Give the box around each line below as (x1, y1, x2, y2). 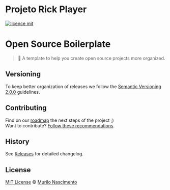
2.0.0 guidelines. (5, 89, 40, 95)
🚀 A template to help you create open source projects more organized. (17, 55, 165, 61)
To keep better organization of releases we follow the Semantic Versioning (5, 83, 161, 90)
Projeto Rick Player (5, 4, 87, 15)
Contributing (5, 103, 47, 113)
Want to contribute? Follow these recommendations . (5, 122, 115, 128)
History (5, 137, 30, 146)
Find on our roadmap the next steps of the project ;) (5, 117, 114, 123)
